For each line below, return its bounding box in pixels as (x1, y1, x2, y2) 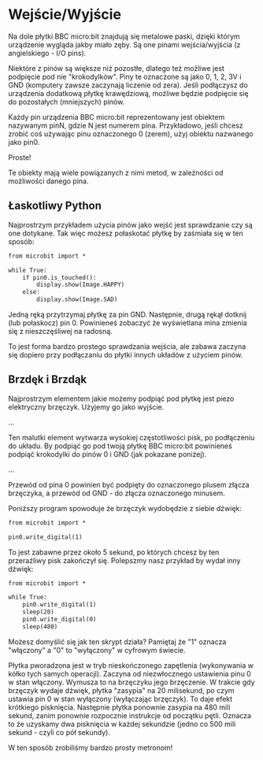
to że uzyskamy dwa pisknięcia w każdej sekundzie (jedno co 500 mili (8, 719, 236, 728)
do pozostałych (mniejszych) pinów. (8, 97, 125, 106)
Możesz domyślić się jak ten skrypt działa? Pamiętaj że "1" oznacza (8, 636, 227, 647)
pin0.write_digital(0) (22, 616, 97, 624)
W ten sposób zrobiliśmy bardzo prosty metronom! (8, 743, 173, 752)
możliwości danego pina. (8, 176, 89, 186)
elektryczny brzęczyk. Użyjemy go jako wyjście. (8, 402, 165, 411)
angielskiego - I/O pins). (8, 48, 87, 57)
